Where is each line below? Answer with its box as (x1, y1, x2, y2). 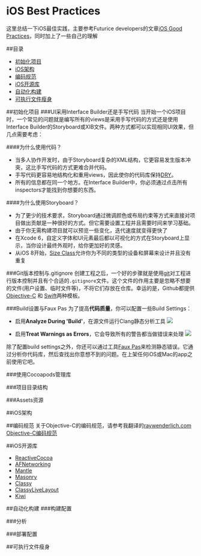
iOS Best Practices (6, 4, 101, 18)
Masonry (14, 473, 37, 480)
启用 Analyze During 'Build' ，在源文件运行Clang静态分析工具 (14, 317, 166, 325)
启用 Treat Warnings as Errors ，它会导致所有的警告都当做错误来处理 (14, 330, 184, 337)
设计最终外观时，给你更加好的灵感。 (35, 241, 126, 249)
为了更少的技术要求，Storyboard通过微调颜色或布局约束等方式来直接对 (14, 211, 190, 219)
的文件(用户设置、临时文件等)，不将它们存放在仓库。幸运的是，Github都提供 (6, 284, 195, 292)
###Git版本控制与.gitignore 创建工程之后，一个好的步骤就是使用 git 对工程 (6, 269, 186, 277)
